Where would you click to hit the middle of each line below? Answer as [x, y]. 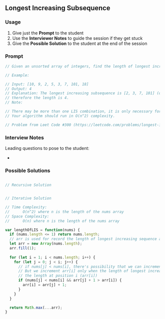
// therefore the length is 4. [37, 98]
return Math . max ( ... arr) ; [36, 308]
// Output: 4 [18, 89]
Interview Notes [25, 138]
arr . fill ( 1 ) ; [23, 248]
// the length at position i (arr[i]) [58, 276]
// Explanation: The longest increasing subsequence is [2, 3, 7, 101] [80, 93]
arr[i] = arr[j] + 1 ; [45, 285]
